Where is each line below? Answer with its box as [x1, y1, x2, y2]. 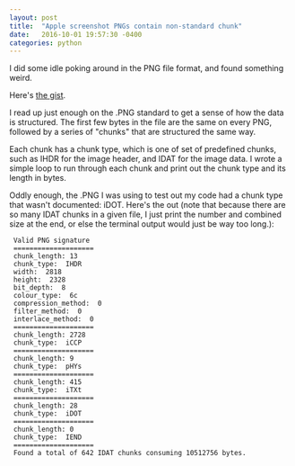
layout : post [9, 13, 58, 22]
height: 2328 [13, 275, 66, 284]
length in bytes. [9, 173, 67, 184]
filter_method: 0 [13, 307, 82, 316]
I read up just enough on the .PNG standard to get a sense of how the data [9, 107, 284, 118]
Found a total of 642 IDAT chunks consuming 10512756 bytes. [13, 449, 247, 458]
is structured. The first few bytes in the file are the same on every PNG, [9, 117, 273, 128]
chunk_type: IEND [13, 433, 82, 442]
